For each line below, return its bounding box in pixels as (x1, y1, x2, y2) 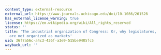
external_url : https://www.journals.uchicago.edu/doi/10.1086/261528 (5, 11, 148, 16)
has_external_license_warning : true (5, 16, 79, 21)
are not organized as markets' (9, 34, 73, 39)
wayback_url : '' (5, 43, 38, 47)
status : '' (5, 25, 27, 30)
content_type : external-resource (5, 7, 73, 12)
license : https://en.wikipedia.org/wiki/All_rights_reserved (5, 20, 131, 25)
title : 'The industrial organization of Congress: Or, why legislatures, (5, 29, 157, 34)
